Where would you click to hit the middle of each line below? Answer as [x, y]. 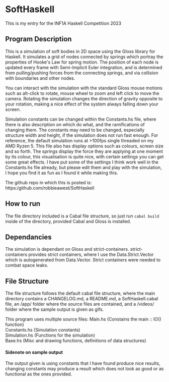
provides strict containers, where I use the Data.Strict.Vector [91, 255]
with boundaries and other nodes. [40, 78]
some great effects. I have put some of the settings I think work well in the [82, 162]
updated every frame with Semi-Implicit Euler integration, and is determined [84, 67]
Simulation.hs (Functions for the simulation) [50, 335]
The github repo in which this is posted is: [49, 182]
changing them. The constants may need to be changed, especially [75, 130]
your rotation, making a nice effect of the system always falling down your [82, 104]
